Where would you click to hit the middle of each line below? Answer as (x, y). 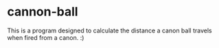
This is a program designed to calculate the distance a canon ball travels (109, 30)
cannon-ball (43, 12)
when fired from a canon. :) (46, 37)
